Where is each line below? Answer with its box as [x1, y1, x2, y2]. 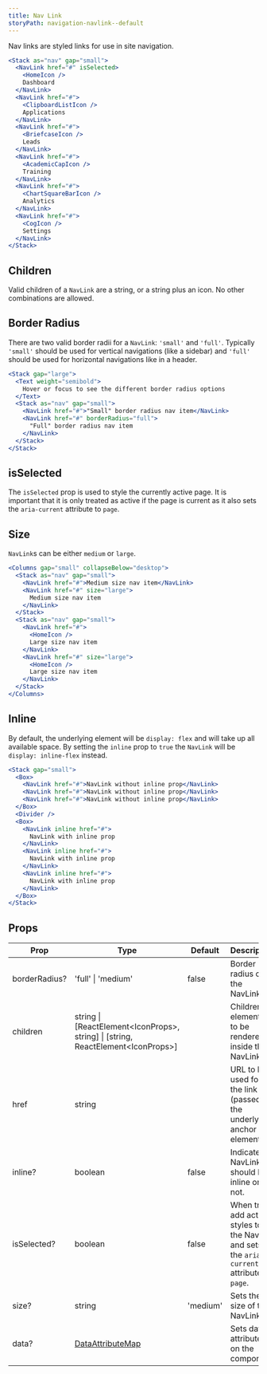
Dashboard [22, 79, 56, 87]
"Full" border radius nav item [29, 422, 133, 430]
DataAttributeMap [74, 1338, 141, 1349]
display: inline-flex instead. [8, 750, 108, 760]
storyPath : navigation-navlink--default [8, 19, 145, 27]
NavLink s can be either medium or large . [8, 549, 137, 558]
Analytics [22, 197, 56, 206]
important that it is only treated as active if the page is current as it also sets [8, 496, 257, 506]
